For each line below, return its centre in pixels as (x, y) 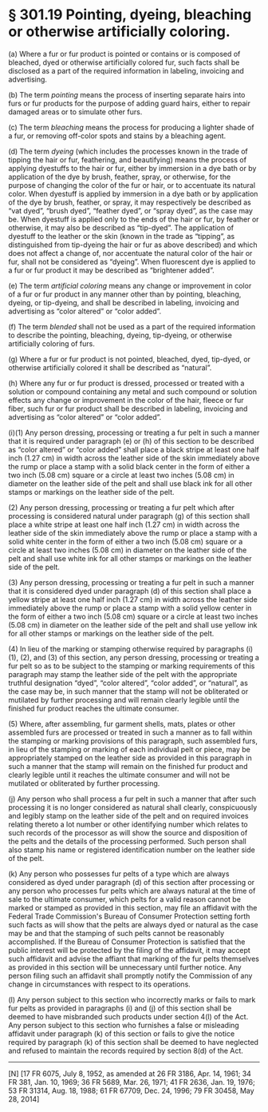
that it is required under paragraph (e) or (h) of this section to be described (131, 440)
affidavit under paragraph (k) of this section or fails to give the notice (122, 1034)
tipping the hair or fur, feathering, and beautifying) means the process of (128, 159)
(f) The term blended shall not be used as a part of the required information (132, 326)
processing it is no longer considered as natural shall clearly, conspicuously (133, 807)
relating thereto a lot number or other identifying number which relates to (128, 824)
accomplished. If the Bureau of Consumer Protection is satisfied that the (127, 942)
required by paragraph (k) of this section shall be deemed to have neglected (134, 1042)
